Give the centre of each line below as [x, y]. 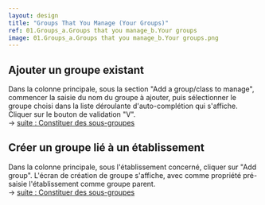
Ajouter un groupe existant [76, 70]
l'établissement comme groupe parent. [92, 184]
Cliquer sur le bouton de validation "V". [72, 114]
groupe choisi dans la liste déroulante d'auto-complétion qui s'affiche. [123, 106]
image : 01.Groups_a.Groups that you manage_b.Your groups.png [113, 38]
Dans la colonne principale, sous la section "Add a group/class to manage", [131, 89]
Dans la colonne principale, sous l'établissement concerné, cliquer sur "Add [132, 167]
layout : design [33, 15]
